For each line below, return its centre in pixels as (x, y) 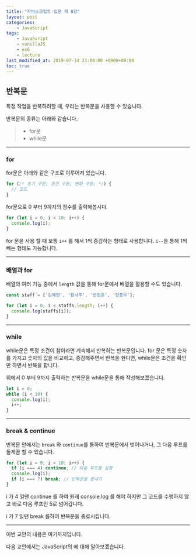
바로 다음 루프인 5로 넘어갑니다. (48, 503)
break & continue (31, 431)
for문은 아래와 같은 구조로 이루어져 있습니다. (56, 173)
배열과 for (19, 270)
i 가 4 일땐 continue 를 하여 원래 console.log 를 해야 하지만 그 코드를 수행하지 (94, 496)
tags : (13, 33)
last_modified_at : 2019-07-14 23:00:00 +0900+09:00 (70, 60)
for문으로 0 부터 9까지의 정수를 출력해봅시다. (57, 207)
